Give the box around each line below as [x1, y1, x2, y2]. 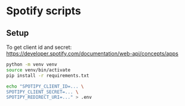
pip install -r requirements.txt [6, 73, 90, 79]
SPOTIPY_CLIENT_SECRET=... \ [6, 89, 79, 95]
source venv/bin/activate [6, 67, 70, 73]
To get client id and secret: [6, 43, 72, 51]
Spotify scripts [6, 4, 82, 18]
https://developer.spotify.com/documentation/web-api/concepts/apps [6, 50, 179, 57]
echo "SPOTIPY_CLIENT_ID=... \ [6, 83, 84, 89]
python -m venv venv [6, 61, 58, 67]
